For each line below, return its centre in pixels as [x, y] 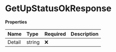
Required [55, 34]
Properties [16, 22]
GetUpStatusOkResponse [58, 9]
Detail [14, 42]
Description [85, 34]
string [33, 42]
